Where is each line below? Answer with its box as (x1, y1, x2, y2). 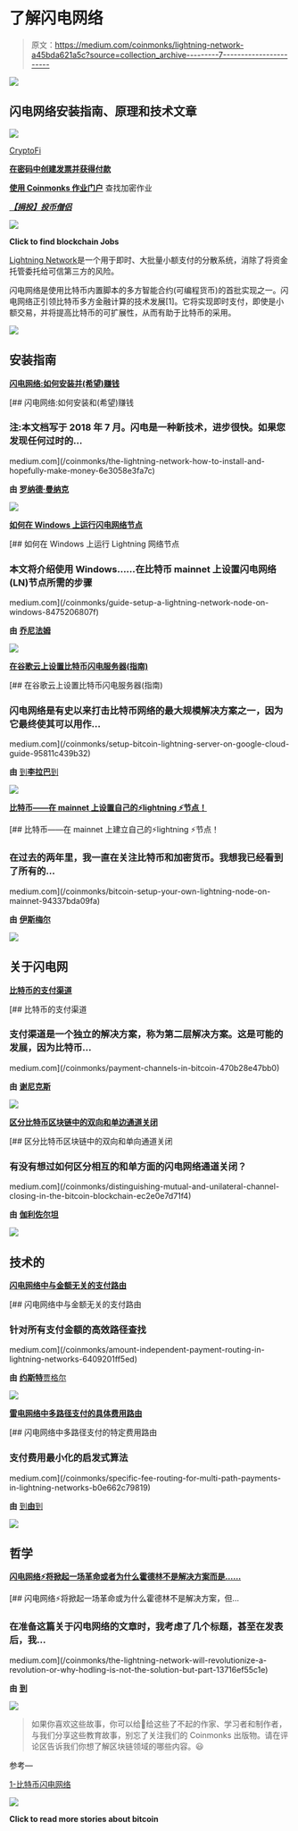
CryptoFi (9, 145, 42, 156)
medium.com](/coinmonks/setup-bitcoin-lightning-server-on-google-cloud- (9, 738, 290, 749)
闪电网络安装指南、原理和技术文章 (9, 104, 197, 119)
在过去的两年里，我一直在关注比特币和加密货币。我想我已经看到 (9, 851, 284, 864)
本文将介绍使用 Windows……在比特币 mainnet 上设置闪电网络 (9, 562, 277, 575)
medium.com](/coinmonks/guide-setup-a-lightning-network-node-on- (9, 597, 269, 608)
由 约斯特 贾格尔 (9, 1372, 67, 1383)
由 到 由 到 (9, 1500, 43, 1511)
